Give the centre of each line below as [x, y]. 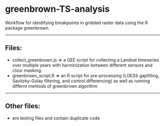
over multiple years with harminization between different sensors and [82, 65]
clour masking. [27, 70]
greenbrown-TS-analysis [57, 9]
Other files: [23, 106]
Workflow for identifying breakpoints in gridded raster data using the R [77, 23]
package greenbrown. [27, 28]
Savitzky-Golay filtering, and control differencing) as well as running [81, 81]
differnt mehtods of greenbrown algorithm [55, 86]
